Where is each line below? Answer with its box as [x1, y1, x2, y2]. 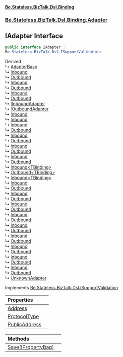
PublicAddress [7, 321, 42, 328]
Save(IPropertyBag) [7, 344, 54, 351]
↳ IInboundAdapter [5, 101, 46, 107]
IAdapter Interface [5, 31, 63, 40]
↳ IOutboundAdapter [5, 106, 49, 112]
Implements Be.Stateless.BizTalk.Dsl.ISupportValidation [5, 285, 118, 291]
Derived [5, 59, 21, 65]
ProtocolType [7, 313, 39, 320]
